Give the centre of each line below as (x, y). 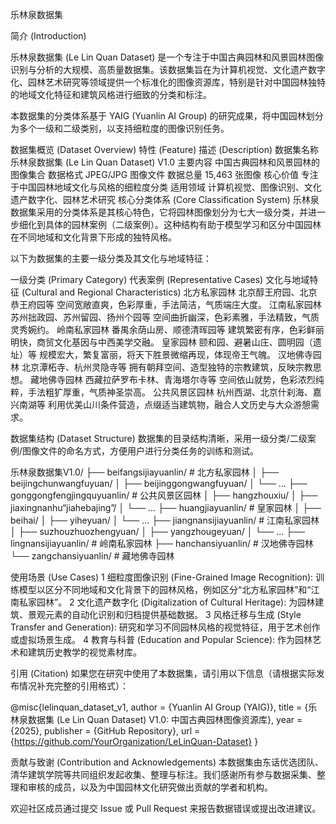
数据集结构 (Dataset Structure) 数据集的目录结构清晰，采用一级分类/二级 (159, 438)
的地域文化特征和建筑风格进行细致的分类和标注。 (111, 94)
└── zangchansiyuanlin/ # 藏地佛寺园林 (92, 556)
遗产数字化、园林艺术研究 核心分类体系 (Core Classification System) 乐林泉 (165, 199)
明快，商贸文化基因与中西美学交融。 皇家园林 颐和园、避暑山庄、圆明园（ (161, 342)
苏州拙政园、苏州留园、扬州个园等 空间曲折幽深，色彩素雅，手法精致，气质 (165, 317)
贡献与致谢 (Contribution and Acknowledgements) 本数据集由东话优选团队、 (167, 762)
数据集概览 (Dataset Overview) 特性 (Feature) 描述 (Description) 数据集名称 (164, 149)
